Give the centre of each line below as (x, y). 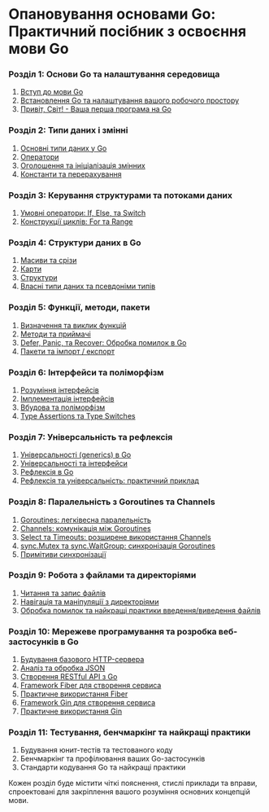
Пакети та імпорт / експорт (67, 351)
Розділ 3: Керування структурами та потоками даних (121, 195)
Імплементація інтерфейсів (67, 398)
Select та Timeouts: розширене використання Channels (115, 537)
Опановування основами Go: (112, 14)
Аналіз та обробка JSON (63, 668)
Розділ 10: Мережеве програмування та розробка (113, 631)
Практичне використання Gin (71, 711)
